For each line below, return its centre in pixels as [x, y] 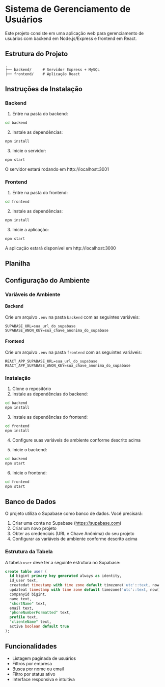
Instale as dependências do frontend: [50, 417]
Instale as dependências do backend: [50, 394]
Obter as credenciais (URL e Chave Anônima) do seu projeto [73, 534]
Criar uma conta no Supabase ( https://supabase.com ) [67, 523]
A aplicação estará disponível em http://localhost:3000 [61, 248]
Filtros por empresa [32, 663]
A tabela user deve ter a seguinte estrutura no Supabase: [63, 562]
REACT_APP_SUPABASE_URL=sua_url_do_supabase [51, 362]
